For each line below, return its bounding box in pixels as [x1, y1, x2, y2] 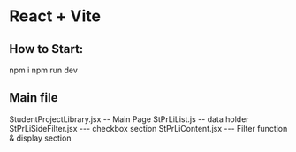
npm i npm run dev [9, 65, 78, 75]
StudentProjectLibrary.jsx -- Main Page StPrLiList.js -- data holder [9, 113, 249, 125]
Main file [9, 90, 58, 105]
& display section [9, 133, 72, 143]
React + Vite [9, 6, 102, 27]
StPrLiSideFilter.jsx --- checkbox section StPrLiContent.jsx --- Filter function [9, 123, 288, 133]
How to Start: [9, 42, 84, 57]
